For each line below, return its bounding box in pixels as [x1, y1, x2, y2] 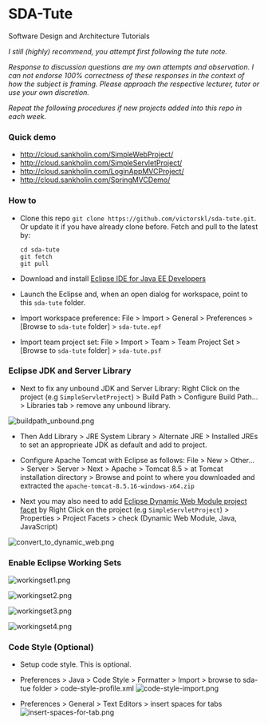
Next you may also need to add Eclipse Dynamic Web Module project [19, 496, 247, 505]
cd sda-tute [19, 245, 60, 254]
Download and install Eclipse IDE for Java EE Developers [19, 273, 206, 283]
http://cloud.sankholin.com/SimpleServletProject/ [19, 158, 183, 168]
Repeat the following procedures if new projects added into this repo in [8, 103, 242, 113]
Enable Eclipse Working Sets [8, 557, 122, 568]
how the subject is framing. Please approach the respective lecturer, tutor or [8, 79, 260, 89]
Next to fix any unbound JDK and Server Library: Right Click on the [19, 383, 240, 393]
